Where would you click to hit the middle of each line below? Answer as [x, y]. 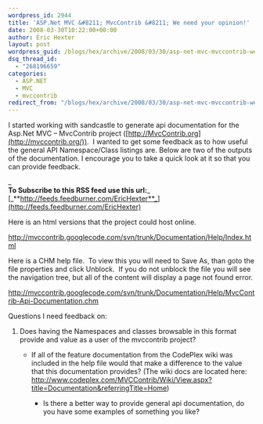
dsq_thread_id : [33, 60]
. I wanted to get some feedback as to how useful [167, 142]
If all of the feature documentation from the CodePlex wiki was [132, 355]
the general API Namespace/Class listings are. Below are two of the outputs [130, 150]
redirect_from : [33, 103]
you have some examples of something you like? [121, 411]
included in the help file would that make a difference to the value [137, 363]
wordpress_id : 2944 [40, 15]
